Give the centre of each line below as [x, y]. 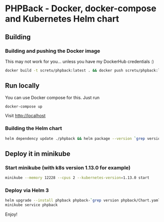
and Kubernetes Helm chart [62, 19]
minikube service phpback [31, 205]
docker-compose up [24, 106]
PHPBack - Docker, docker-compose [81, 9]
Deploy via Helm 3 [27, 190]
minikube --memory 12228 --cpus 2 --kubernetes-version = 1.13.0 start [77, 178]
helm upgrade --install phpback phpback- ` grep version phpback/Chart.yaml [83, 200]
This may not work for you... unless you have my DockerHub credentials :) [80, 61]
